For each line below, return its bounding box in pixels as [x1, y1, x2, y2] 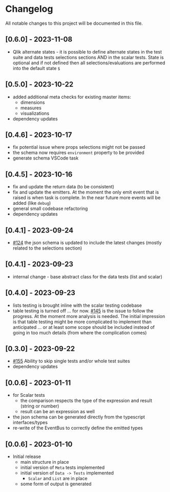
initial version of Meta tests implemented [20, 464, 105, 471]
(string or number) [20, 403, 59, 409]
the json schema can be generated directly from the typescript [12, 414, 145, 420]
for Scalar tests [12, 392, 45, 398]
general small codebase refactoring [12, 205, 88, 212]
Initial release [12, 453, 41, 460]
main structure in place [20, 459, 69, 465]
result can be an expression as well [20, 409, 95, 415]
